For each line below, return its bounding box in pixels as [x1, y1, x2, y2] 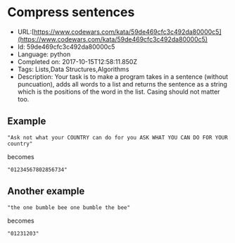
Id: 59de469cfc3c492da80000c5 [17, 42, 115, 51]
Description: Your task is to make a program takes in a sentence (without [17, 72, 229, 81]
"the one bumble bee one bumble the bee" [7, 204, 131, 211]
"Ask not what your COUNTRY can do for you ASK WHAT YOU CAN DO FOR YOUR [7, 134, 229, 141]
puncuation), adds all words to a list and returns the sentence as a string [17, 80, 227, 88]
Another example [7, 185, 85, 197]
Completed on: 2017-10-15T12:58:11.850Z [17, 57, 137, 66]
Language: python [17, 50, 71, 58]
